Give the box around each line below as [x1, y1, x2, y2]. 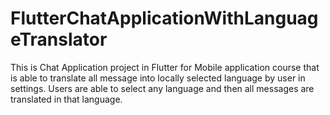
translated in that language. [10, 93, 123, 105]
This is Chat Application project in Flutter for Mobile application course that [10, 61, 320, 73]
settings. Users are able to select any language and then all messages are [10, 82, 315, 94]
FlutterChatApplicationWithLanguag [10, 7, 319, 30]
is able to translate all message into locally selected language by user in [10, 72, 306, 84]
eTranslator [10, 28, 108, 51]
